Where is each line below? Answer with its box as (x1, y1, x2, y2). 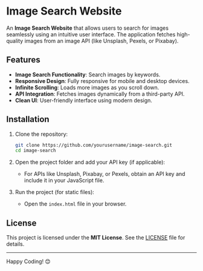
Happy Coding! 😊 (6, 258, 51, 265)
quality (6, 37, 24, 44)
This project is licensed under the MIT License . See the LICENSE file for (6, 234, 185, 241)
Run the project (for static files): (14, 189, 95, 196)
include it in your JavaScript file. (24, 177, 105, 184)
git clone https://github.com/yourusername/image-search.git (14, 142, 173, 148)
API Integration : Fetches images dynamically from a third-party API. (14, 90, 185, 98)
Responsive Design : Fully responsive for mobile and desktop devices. (14, 77, 190, 84)
